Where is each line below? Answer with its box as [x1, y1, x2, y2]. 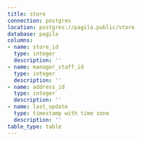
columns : [7, 37, 33, 44]
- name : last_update [7, 103, 69, 110]
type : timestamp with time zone [13, 110, 110, 117]
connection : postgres [7, 17, 72, 24]
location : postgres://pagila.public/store [7, 23, 135, 31]
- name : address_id [7, 83, 65, 90]
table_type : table [7, 122, 62, 130]
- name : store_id [7, 43, 59, 51]
